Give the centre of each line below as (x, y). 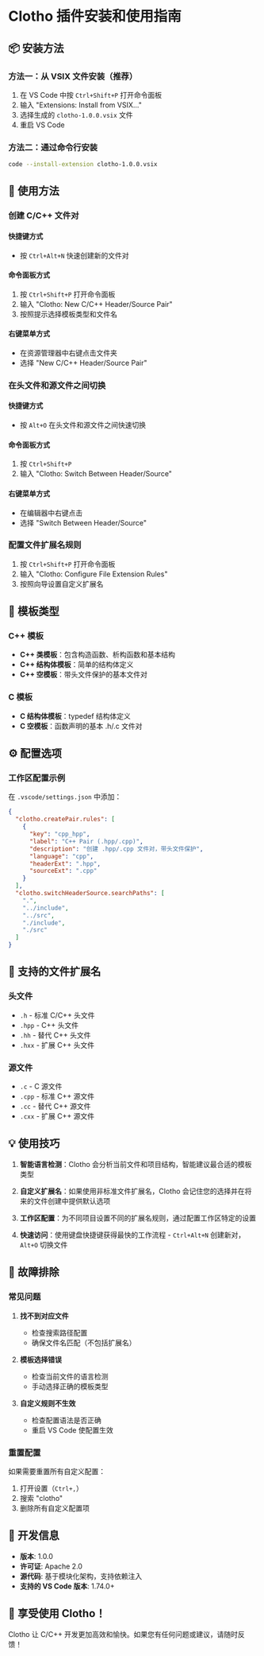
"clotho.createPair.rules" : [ (65, 820)
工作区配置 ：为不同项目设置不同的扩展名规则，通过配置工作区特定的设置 (138, 1218)
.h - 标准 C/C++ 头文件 (57, 1015)
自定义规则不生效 (48, 1403)
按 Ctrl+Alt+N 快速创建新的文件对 (74, 255)
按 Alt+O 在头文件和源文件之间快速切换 (83, 425)
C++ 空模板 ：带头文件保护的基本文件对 (84, 675)
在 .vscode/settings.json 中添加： (65, 797)
